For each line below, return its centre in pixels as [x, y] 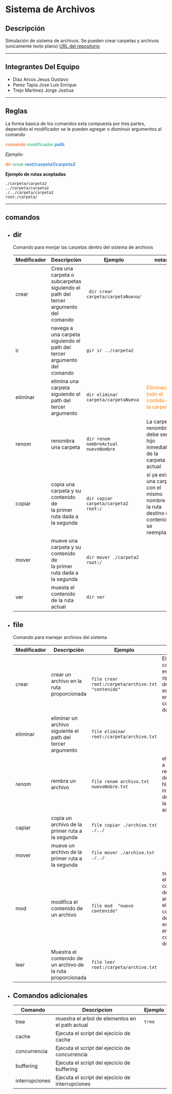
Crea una [62, 269]
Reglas [16, 111]
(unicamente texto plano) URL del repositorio [52, 46]
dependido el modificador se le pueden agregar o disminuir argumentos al [84, 129]
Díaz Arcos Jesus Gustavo [40, 79]
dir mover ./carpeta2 [113, 557]
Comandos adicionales [50, 996]
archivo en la [66, 681]
